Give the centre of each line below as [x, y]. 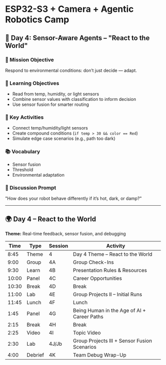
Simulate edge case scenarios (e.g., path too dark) [64, 138]
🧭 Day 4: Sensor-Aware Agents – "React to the [77, 38]
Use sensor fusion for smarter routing [51, 104]
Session [58, 246]
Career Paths [88, 317]
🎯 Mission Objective [30, 59]
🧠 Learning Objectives [32, 83]
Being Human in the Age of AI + [109, 310]
